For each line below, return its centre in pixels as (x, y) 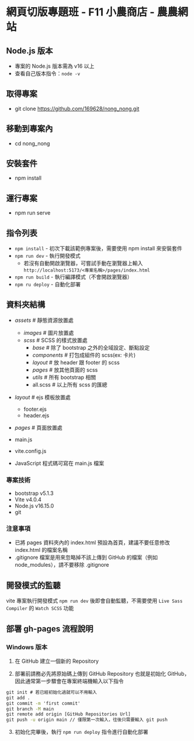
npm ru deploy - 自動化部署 (48, 285)
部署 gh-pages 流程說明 (50, 629)
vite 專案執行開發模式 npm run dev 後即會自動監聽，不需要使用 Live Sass (94, 601)
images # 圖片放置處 (48, 333)
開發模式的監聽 (33, 585)
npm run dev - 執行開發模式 (48, 256)
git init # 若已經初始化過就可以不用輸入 (52, 692)
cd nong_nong (32, 143)
